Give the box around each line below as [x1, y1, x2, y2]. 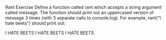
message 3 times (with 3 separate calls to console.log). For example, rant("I [5, 15, 161, 20]
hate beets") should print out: [5, 20, 66, 26]
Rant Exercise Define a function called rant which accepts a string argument [5, 4, 162, 10]
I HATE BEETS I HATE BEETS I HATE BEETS [5, 30, 94, 35]
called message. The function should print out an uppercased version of [5, 9, 154, 15]
